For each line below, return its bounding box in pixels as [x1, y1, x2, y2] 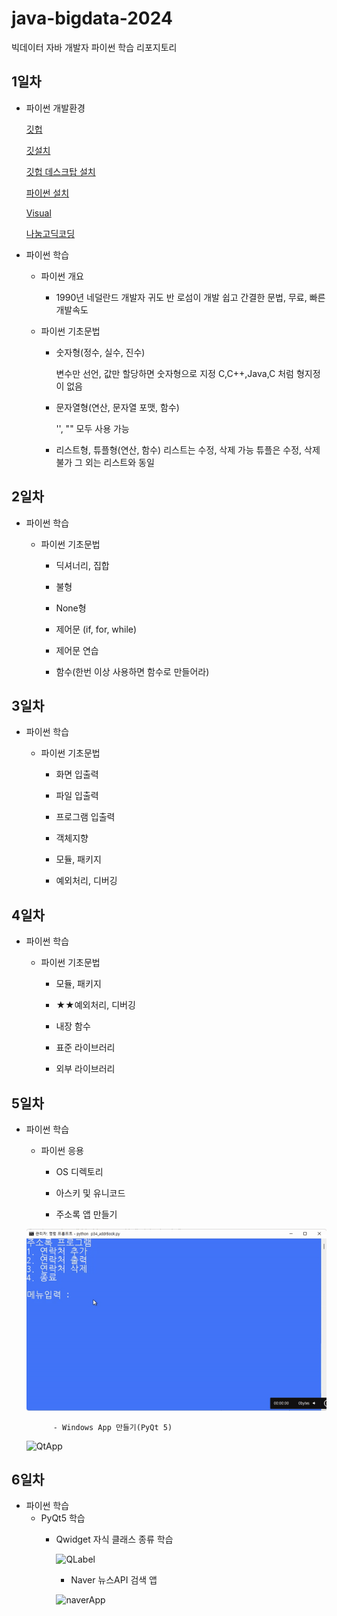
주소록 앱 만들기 [55, 1208, 118, 1220]
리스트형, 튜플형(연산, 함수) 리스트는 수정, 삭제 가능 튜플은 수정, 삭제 [55, 443, 321, 456]
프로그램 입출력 [55, 811, 116, 823]
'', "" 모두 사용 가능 [55, 422, 130, 434]
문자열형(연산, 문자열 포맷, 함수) [55, 401, 180, 413]
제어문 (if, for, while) [55, 623, 138, 635]
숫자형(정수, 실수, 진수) [55, 346, 146, 358]
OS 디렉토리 [55, 1166, 104, 1177]
